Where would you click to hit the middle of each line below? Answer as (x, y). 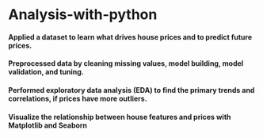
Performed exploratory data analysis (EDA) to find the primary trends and (131, 90)
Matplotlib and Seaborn (48, 125)
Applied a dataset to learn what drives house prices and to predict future (130, 36)
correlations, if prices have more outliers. (78, 98)
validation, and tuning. (46, 72)
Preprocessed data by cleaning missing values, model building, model (126, 63)
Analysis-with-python (83, 15)
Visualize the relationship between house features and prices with (120, 117)
